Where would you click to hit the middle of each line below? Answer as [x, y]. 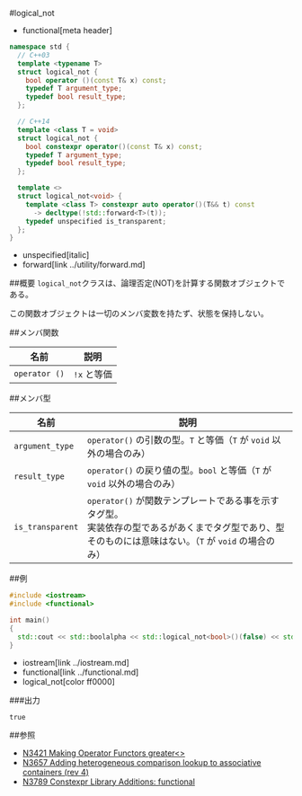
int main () [30, 620]
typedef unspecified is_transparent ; [96, 221]
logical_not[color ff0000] [68, 681]
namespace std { [40, 47]
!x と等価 [93, 375]
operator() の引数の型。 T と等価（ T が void [178, 440]
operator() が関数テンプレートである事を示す [183, 500]
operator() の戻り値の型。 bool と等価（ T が [179, 471]
